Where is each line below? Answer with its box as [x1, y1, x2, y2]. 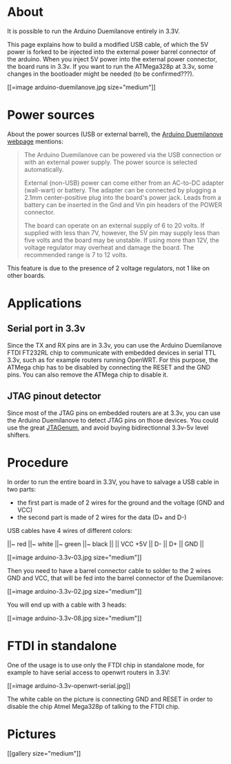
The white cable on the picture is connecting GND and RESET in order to [7, 694, 213, 703]
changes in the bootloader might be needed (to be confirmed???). [7, 70, 194, 78]
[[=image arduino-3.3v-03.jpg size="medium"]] [7, 553, 142, 561]
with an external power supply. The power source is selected [23, 158, 198, 166]
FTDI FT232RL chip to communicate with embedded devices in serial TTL [7, 348, 217, 356]
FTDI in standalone [7, 638, 117, 654]
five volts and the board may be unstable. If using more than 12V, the [23, 236, 219, 244]
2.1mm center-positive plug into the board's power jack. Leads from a [23, 193, 222, 201]
